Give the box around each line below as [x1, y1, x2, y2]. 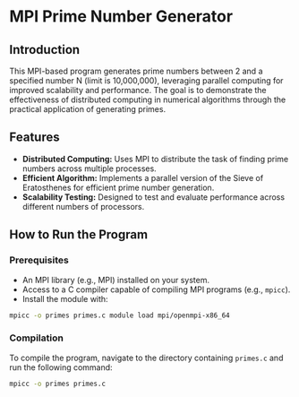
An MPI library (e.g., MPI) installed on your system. [21, 274, 210, 285]
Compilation [9, 332, 64, 344]
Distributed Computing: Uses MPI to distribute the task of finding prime [21, 153, 289, 164]
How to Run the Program [9, 227, 149, 243]
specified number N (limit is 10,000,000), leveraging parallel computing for [9, 75, 284, 86]
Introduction [9, 42, 81, 57]
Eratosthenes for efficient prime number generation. [21, 182, 215, 193]
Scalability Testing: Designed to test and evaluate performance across [21, 191, 285, 203]
